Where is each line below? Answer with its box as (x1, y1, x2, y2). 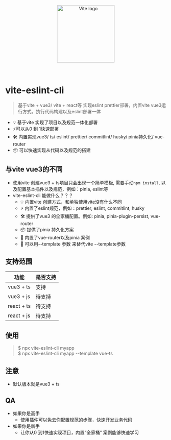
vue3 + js (8, 292, 31, 300)
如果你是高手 (12, 410, 40, 416)
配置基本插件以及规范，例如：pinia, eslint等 (17, 186, 109, 192)
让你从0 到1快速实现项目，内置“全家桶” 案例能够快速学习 (20, 429, 139, 435)
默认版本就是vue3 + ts (12, 381, 60, 387)
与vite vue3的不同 (5, 165, 63, 174)
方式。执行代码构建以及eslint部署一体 (22, 108, 101, 114)
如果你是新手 (12, 423, 40, 429)
